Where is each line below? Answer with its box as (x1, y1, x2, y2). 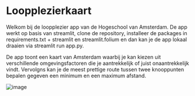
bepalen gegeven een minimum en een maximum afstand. (6, 72, 147, 79)
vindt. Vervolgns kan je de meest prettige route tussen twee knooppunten (6, 66, 184, 73)
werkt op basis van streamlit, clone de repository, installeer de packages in (6, 29, 187, 36)
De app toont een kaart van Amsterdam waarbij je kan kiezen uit (6, 53, 161, 60)
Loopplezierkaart (6, 4, 92, 18)
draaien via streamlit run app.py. (6, 42, 84, 49)
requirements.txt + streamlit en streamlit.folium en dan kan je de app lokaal (6, 36, 187, 43)
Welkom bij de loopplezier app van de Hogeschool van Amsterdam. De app (6, 23, 188, 30)
